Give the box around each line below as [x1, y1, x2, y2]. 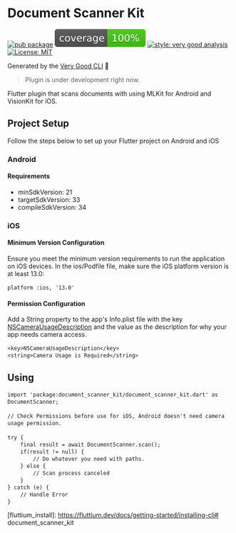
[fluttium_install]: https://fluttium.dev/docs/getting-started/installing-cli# [7, 511, 219, 519]
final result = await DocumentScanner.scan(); [20, 441, 161, 449]
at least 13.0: [7, 270, 45, 278]
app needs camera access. [7, 330, 87, 339]
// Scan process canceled [33, 469, 111, 477]
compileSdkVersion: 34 [17, 203, 87, 211]
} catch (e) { [7, 484, 50, 492]
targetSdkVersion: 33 [17, 195, 81, 204]
